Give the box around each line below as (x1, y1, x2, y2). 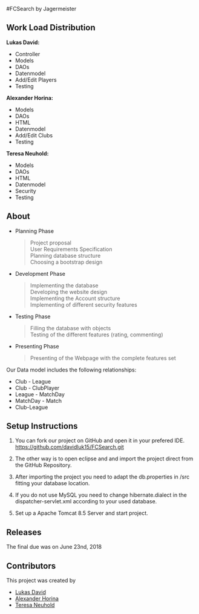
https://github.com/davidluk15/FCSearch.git (15, 443, 124, 451)
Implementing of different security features (30, 301, 137, 308)
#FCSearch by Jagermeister (6, 5, 77, 12)
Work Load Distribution (6, 22, 96, 33)
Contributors (6, 561, 56, 571)
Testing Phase (15, 313, 51, 320)
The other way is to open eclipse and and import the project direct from (15, 455, 194, 462)
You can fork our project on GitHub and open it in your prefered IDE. (15, 437, 185, 444)
